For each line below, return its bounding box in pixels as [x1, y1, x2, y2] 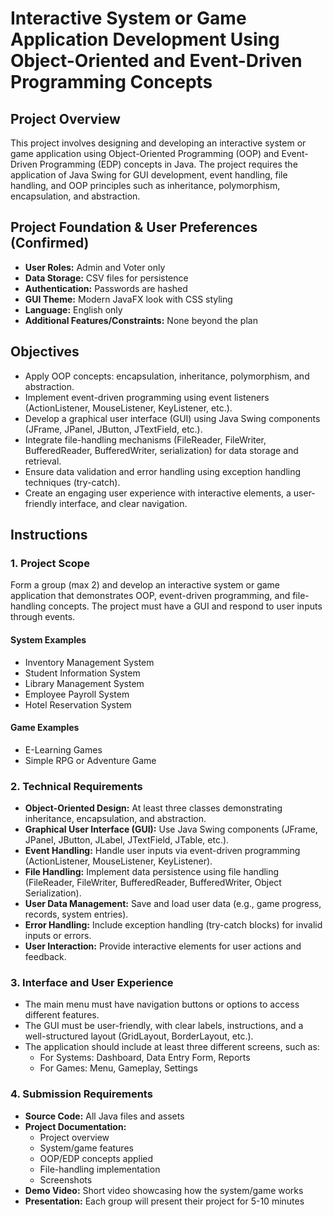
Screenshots [39, 1173, 93, 1186]
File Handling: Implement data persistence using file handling [24, 866, 280, 878]
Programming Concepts [10, 71, 213, 94]
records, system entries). [24, 908, 129, 921]
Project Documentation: [24, 1120, 127, 1132]
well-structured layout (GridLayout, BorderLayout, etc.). [24, 1030, 254, 1042]
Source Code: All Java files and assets [24, 1110, 185, 1122]
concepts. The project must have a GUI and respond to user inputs [48, 600, 323, 612]
